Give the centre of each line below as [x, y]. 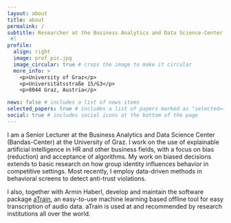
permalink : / [26, 26]
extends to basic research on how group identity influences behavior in [108, 164]
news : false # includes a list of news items [73, 103]
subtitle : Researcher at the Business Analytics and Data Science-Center [115, 33]
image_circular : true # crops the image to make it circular [103, 64]
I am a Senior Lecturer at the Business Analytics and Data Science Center [111, 134]
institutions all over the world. [49, 213]
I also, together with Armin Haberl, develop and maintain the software [106, 191]
